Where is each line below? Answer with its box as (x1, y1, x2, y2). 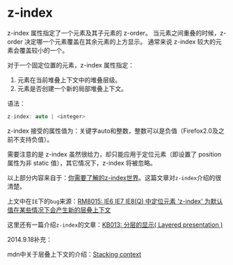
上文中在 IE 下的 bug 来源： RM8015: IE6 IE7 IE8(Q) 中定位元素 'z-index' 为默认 (7, 197, 223, 205)
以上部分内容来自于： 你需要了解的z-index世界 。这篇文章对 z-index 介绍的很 (7, 173, 222, 182)
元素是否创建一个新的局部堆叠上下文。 (17, 84, 127, 93)
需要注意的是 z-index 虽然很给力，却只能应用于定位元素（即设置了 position (7, 150, 222, 158)
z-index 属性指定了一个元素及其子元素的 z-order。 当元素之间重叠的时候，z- (7, 29, 227, 37)
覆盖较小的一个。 (19, 46, 68, 54)
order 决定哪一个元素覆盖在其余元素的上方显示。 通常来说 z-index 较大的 (7, 37, 216, 46)
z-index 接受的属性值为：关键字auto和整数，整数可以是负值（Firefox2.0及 (7, 127, 219, 135)
